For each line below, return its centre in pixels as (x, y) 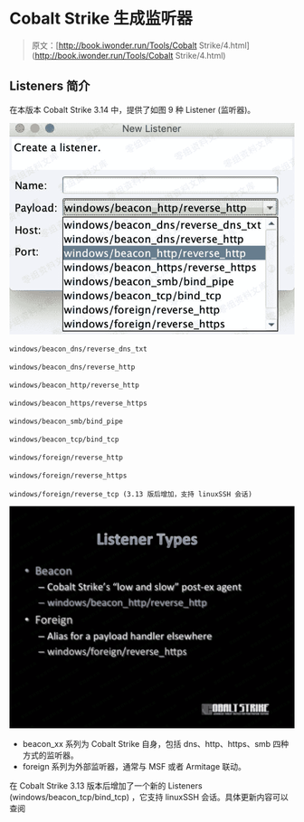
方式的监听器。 (50, 755)
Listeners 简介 (50, 86)
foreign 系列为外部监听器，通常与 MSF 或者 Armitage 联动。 (134, 767)
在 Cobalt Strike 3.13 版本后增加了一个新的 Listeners (106, 786)
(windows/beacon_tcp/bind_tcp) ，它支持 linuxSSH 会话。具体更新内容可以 (149, 798)
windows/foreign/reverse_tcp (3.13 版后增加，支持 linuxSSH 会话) (131, 495)
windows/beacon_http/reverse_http (75, 385)
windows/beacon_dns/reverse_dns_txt (78, 349)
